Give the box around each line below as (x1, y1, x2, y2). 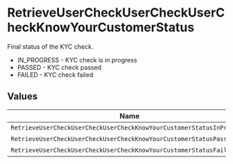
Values (7, 91, 38, 102)
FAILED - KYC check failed (17, 71, 94, 79)
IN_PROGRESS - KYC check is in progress (17, 55, 137, 64)
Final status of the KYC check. (7, 42, 94, 51)
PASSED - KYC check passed (17, 63, 102, 71)
